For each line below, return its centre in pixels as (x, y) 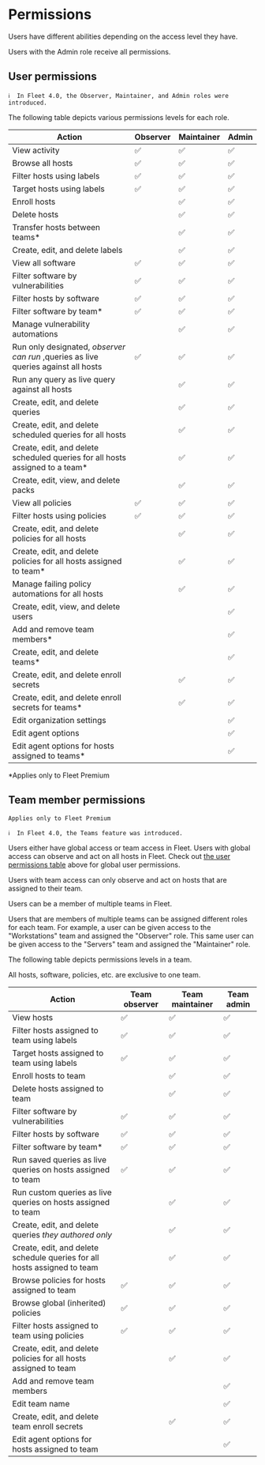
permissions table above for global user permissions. (94, 864)
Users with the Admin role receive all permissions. (90, 51)
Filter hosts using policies (59, 515)
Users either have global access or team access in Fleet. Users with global (129, 848)
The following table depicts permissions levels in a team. (100, 959)
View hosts (33, 1017)
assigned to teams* (49, 755)
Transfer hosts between (56, 227)
